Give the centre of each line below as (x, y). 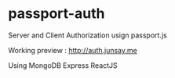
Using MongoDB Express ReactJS (63, 65)
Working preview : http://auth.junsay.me (73, 50)
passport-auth (57, 14)
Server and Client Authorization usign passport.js (87, 35)
